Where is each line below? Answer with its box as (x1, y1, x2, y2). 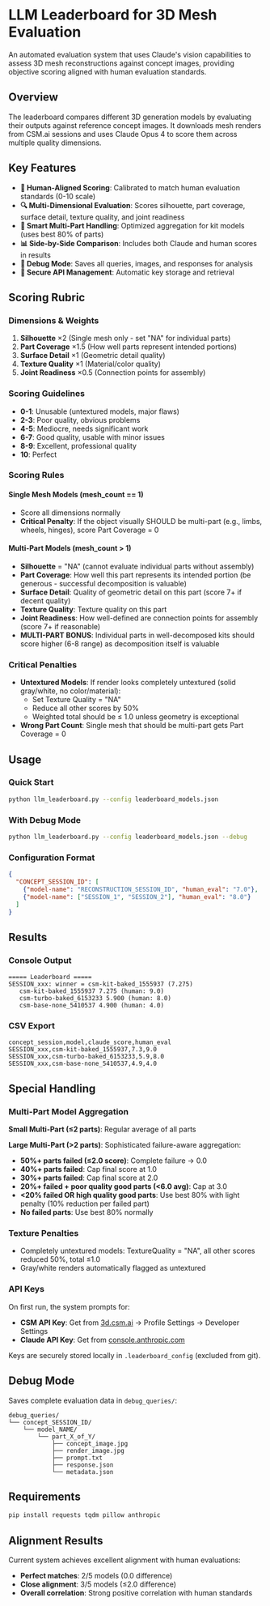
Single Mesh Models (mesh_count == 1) (8, 490, 144, 500)
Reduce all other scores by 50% (32, 703, 140, 714)
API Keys (8, 1284, 44, 1295)
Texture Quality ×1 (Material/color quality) (19, 359, 162, 369)
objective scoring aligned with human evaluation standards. (8, 66, 207, 76)
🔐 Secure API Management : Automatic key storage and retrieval (19, 267, 234, 277)
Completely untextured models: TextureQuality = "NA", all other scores (19, 1246, 255, 1256)
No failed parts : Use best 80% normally (19, 1208, 154, 1217)
